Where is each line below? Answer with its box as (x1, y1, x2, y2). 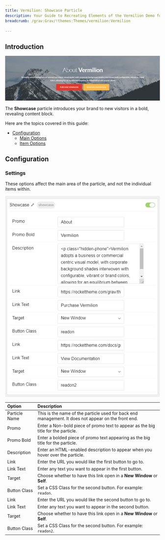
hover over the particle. (37, 452, 84, 458)
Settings (5, 169, 26, 176)
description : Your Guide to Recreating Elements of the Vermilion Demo (5, 13, 155, 18)
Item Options (19, 141, 46, 147)
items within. (5, 186, 31, 192)
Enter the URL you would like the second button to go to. (37, 497, 151, 503)
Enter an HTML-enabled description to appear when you (37, 447, 152, 453)
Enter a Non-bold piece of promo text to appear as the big (37, 423, 155, 428)
